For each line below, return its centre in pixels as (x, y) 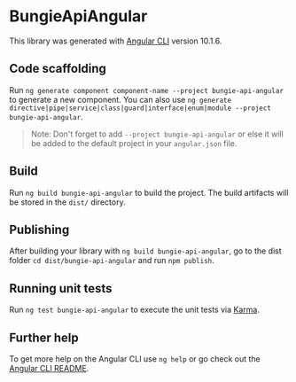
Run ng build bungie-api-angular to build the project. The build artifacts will (149, 192)
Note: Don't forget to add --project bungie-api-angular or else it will (157, 134)
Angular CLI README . (49, 368)
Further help (44, 337)
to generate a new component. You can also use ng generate (121, 99)
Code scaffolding (58, 69)
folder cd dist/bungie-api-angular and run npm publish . (112, 261)
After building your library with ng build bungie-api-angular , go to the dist (145, 251)
